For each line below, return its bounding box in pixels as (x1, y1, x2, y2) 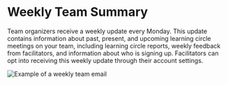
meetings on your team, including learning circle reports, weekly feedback (7, 41, 221, 50)
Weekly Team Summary (7, 4, 149, 20)
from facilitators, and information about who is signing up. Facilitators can (7, 49, 219, 57)
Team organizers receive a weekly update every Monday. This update (7, 27, 208, 35)
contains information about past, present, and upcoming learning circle (7, 34, 211, 42)
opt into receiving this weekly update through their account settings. (7, 56, 204, 64)
